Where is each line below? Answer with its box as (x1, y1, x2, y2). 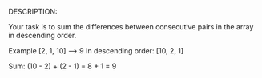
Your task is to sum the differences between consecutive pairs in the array (8, 22, 254, 31)
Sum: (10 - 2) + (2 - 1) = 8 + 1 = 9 (8, 61, 117, 71)
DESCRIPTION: (8, 7, 58, 16)
